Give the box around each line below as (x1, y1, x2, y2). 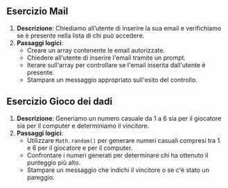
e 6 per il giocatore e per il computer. (26, 144, 133, 152)
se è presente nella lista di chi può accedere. (16, 31, 145, 40)
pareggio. (26, 173, 55, 181)
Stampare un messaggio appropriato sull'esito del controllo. (26, 76, 198, 84)
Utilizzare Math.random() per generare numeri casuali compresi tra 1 (26, 136, 220, 144)
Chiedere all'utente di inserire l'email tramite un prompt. (26, 53, 186, 62)
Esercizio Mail (6, 6, 69, 17)
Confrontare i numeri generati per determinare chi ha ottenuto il (26, 151, 209, 159)
